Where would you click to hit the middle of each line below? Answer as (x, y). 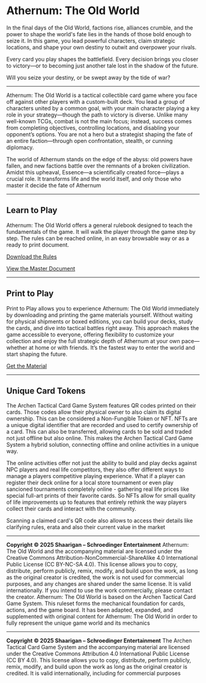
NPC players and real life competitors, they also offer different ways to (95, 469)
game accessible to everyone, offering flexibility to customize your (90, 334)
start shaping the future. (37, 354)
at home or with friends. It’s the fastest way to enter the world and (112, 347)
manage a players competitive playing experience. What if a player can (96, 476)
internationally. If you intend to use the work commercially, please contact (100, 590)
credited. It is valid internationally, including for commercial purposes (93, 673)
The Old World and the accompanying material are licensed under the (94, 551)
